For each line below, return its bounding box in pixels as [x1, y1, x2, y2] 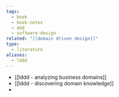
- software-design [11, 30, 57, 36]
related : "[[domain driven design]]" [6, 36, 98, 41]
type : [6, 41, 19, 47]
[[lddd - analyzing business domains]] [14, 74, 107, 81]
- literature [11, 47, 43, 53]
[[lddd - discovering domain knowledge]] [14, 79, 114, 86]
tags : [6, 8, 19, 15]
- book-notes [11, 19, 43, 25]
